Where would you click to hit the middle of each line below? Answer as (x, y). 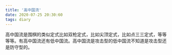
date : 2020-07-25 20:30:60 (34, 15)
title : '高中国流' (24, 10)
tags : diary (18, 19)
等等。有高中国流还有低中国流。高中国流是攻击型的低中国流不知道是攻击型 (84, 41)
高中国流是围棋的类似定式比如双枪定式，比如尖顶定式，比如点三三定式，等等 (86, 35)
